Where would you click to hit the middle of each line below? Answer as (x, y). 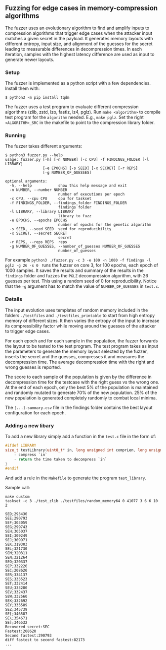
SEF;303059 (16, 523)
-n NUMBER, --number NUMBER (39, 190)
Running (16, 135)
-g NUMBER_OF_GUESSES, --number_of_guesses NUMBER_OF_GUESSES (75, 247)
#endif (12, 468)
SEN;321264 (16, 558)
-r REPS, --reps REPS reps (39, 242)
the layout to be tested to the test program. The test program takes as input (82, 346)
